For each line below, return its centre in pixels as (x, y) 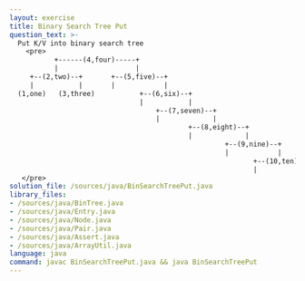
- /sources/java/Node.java (60, 220)
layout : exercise (42, 18)
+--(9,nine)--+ (253, 144)
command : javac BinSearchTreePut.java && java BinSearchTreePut (133, 262)
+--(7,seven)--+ (187, 111)
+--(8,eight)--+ (218, 128)
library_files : (38, 195)
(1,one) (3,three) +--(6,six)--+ (105, 93)
